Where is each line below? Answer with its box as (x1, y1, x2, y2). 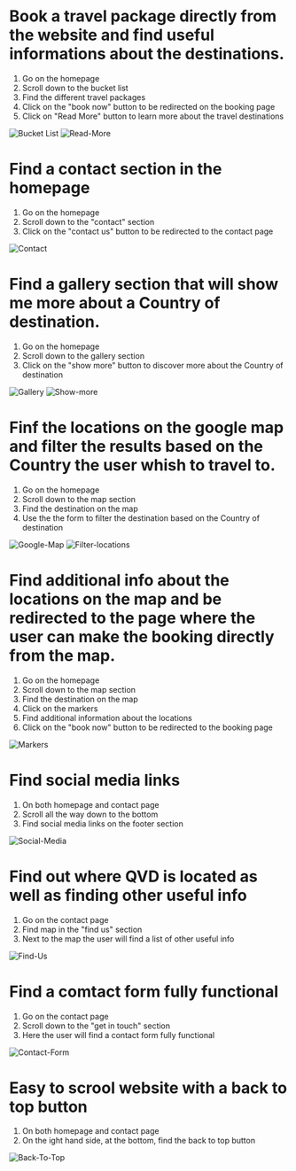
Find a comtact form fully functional (9, 981, 279, 1002)
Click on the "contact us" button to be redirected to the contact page (21, 226, 274, 237)
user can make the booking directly (9, 626, 275, 647)
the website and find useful (9, 25, 214, 45)
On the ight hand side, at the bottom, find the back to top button (21, 1136, 255, 1146)
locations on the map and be (9, 589, 222, 609)
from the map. (9, 645, 116, 665)
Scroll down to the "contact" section (21, 216, 155, 227)
